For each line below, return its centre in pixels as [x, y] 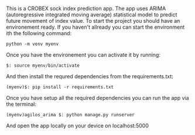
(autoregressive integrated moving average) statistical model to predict [92, 15]
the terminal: [21, 104]
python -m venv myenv [32, 44]
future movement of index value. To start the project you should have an [93, 21]
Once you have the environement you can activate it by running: [83, 55]
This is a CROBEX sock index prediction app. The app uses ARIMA [86, 8]
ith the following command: [39, 33]
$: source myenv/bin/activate [43, 65]
